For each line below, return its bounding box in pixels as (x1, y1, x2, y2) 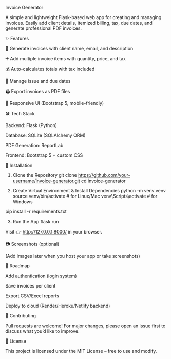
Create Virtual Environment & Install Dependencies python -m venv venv (12, 188, 166, 193)
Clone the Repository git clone (12, 172, 77, 178)
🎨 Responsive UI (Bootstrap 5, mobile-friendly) (5, 100, 104, 106)
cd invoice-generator (81, 177, 126, 184)
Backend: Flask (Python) (5, 122, 58, 128)
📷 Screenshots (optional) (5, 241, 60, 247)
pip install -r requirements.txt (5, 208, 67, 214)
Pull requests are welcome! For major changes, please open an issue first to (5, 322, 166, 329)
